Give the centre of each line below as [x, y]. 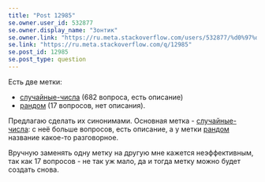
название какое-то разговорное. [63, 137]
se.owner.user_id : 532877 [50, 23]
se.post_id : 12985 [38, 52]
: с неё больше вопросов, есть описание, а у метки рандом [129, 129]
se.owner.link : [33, 37]
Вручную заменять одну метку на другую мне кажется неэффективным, [131, 152]
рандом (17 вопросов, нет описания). [82, 105]
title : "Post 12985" [42, 15]
